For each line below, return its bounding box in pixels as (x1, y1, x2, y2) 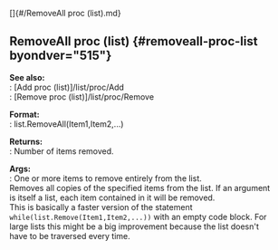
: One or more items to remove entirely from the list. (9, 172, 202, 184)
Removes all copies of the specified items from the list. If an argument (9, 182, 271, 193)
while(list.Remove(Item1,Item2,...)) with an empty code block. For (9, 211, 267, 222)
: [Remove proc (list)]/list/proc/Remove (9, 91, 155, 102)
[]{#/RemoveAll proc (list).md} (9, 8, 121, 18)
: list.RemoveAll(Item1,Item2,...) (9, 118, 124, 130)
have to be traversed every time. (9, 230, 131, 241)
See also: (9, 72, 45, 82)
